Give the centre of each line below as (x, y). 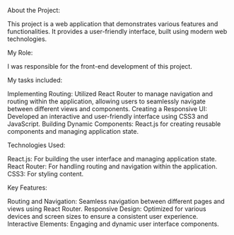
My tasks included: (35, 80)
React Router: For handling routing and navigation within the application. (112, 166)
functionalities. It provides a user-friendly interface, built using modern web (117, 31)
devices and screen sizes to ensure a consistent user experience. (103, 216)
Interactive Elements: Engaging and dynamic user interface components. (113, 224)
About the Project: (34, 10)
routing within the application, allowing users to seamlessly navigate (107, 101)
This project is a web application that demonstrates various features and (113, 24)
